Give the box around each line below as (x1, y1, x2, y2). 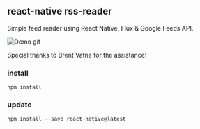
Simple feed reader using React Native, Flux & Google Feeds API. (7, 24, 194, 32)
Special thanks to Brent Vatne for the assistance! (7, 51, 147, 59)
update (7, 100, 32, 110)
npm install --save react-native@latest (7, 116, 127, 123)
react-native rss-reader (7, 6, 112, 17)
